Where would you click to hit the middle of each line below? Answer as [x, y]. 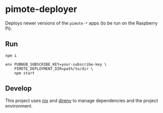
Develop [18, 88]
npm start [25, 73]
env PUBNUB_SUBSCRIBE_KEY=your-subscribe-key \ [56, 64]
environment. [19, 105]
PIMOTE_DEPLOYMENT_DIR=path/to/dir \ [54, 68]
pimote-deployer [41, 9]
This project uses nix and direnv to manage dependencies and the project [82, 100]
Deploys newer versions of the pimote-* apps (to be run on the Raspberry [81, 23]
